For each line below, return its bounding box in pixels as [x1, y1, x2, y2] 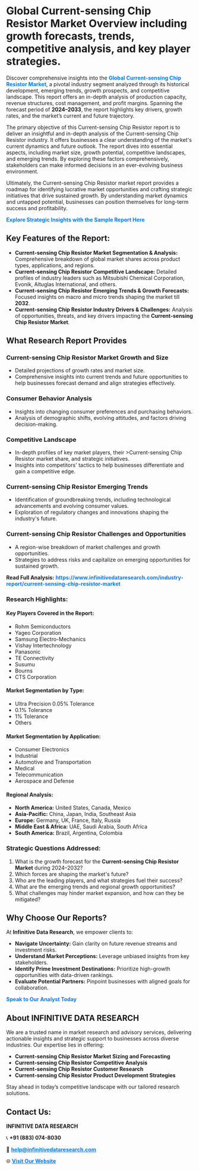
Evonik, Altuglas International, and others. [14, 280, 117, 287]
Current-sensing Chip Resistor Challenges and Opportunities [6, 530, 187, 538]
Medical [14, 765, 34, 772]
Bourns [14, 667, 33, 674]
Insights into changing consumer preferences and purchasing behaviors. [14, 408, 193, 415]
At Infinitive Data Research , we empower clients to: [6, 928, 134, 936]
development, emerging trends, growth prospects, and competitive [6, 87, 170, 94]
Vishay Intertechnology [14, 641, 72, 649]
